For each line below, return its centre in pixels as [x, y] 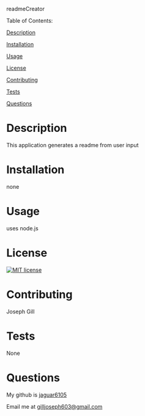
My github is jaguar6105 [37, 395]
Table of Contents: [30, 20]
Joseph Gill [20, 312]
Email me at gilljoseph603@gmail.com [54, 406]
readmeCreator [25, 9]
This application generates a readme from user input [72, 145]
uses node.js [22, 228]
